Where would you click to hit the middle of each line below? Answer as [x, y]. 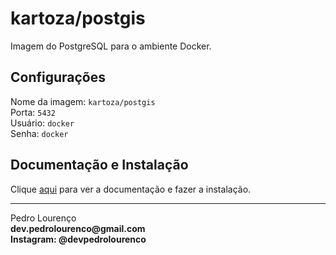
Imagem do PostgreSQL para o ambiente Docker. [111, 46]
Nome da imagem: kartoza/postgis [83, 101]
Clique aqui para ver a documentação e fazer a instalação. [131, 189]
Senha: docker [39, 133]
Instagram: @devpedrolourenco [78, 239]
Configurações [58, 77]
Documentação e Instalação [99, 165]
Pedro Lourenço [43, 218]
